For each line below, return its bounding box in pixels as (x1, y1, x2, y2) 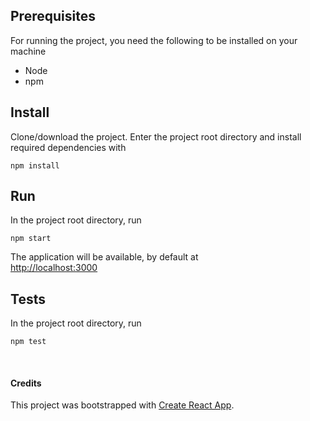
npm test (10, 337, 47, 347)
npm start (10, 234, 52, 244)
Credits (10, 377, 42, 389)
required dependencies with (10, 141, 127, 153)
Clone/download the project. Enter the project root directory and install (10, 130, 302, 143)
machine (10, 45, 47, 57)
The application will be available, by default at (10, 251, 199, 263)
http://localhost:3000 (10, 262, 98, 274)
